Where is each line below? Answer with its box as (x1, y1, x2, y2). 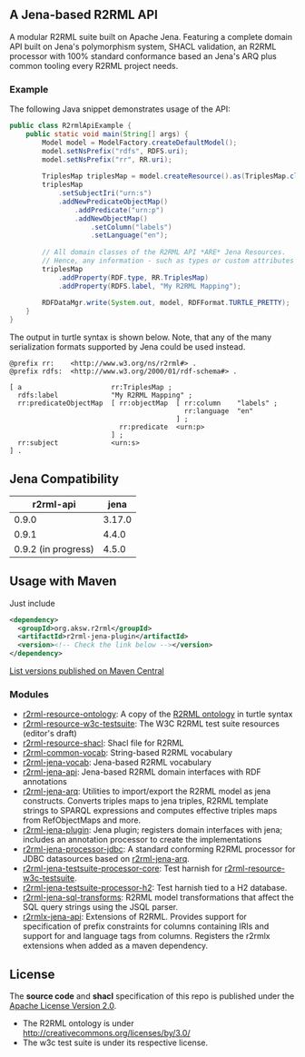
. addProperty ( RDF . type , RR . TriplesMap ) (57, 272, 209, 282)
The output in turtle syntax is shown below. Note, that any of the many (9, 331, 272, 343)
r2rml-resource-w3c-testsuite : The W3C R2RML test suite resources (22, 718, 280, 729)
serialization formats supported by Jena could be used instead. (9, 341, 246, 352)
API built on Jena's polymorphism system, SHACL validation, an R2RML (9, 41, 277, 52)
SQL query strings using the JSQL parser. (22, 902, 179, 913)
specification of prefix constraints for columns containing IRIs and (22, 921, 270, 932)
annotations (22, 776, 68, 787)
